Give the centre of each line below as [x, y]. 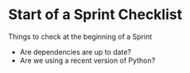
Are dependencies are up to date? [75, 52]
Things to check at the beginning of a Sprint [80, 36]
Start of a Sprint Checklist [95, 15]
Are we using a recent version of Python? [87, 60]
